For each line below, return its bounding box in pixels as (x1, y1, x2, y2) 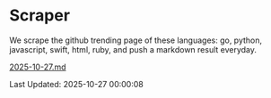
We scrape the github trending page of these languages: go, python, (9, 35, 263, 45)
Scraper (9, 5, 70, 26)
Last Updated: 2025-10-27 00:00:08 (9, 78, 144, 89)
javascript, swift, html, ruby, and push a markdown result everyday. (9, 44, 258, 54)
